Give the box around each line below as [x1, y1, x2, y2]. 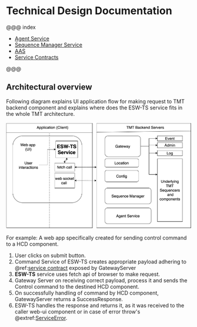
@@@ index [6, 24, 36, 31]
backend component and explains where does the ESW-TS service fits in [6, 104, 183, 111]
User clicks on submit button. [14, 252, 86, 259]
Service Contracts [14, 54, 59, 61]
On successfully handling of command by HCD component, [14, 289, 159, 296]
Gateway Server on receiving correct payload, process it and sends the [14, 277, 188, 284]
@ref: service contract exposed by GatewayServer [14, 265, 136, 272]
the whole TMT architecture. [6, 110, 75, 117]
